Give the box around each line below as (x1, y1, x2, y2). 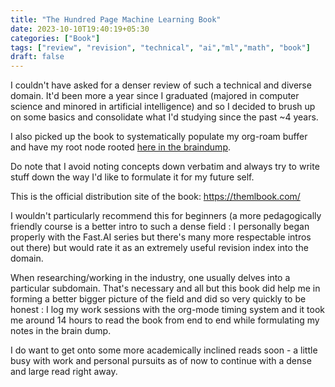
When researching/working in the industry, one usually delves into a (10, 272, 291, 284)
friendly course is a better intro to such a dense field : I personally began (10, 221, 310, 233)
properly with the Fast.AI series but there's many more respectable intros (10, 231, 312, 243)
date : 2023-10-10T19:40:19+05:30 (10, 24, 150, 34)
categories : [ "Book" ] (10, 33, 101, 43)
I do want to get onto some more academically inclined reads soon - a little (10, 344, 318, 356)
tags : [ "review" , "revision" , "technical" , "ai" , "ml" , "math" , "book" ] (10, 42, 311, 53)
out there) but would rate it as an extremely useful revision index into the (10, 242, 309, 254)
